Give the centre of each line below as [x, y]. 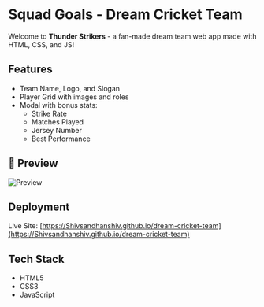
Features [30, 70]
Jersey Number [57, 130]
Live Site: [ [26, 226]
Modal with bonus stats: [58, 105]
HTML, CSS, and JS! [41, 44]
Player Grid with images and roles [74, 97]
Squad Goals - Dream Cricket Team [125, 15]
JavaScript [37, 295]
